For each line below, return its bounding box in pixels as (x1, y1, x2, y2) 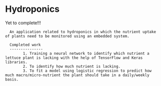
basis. (5, 77, 19, 82)
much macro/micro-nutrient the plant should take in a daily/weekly (5, 73, 150, 78)
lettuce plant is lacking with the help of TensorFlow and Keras (5, 55, 143, 60)
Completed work (9, 42, 41, 47)
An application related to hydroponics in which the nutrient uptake (9, 29, 156, 34)
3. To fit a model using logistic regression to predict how (23, 68, 152, 73)
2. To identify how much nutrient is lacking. (23, 64, 121, 69)
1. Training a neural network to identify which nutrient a (23, 51, 150, 56)
